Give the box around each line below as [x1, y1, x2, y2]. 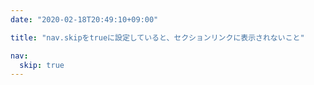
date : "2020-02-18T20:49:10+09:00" [10, 14, 159, 25]
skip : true [19, 60, 65, 70]
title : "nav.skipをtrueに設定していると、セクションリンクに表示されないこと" [10, 32, 305, 43]
